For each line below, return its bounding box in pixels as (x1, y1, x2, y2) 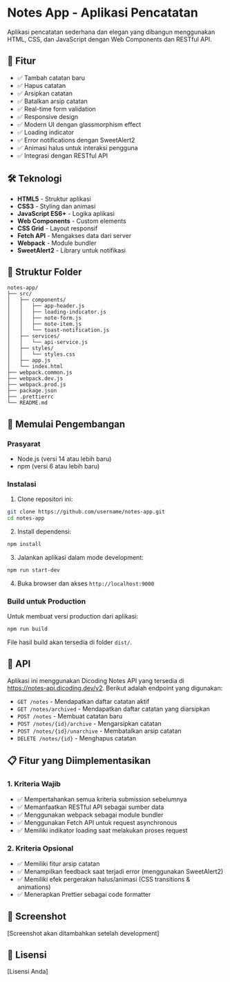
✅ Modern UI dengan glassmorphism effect (17, 120, 142, 129)
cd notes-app (7, 515, 45, 522)
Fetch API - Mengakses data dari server (17, 231, 132, 239)
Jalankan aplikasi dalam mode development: (17, 553, 144, 561)
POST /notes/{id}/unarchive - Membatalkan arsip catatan (17, 727, 182, 735)
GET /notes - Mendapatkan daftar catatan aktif (17, 697, 150, 705)
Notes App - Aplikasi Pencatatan (7, 5, 198, 21)
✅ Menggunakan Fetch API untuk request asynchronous (17, 818, 178, 826)
